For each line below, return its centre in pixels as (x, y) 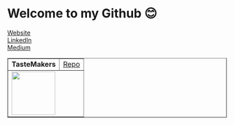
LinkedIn (19, 40)
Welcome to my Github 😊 (83, 14)
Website (19, 33)
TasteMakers (34, 64)
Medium (19, 47)
